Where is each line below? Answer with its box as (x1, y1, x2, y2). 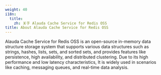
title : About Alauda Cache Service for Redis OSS (5, 25, 109, 30)
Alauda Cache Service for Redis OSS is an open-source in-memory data (5, 38, 151, 44)
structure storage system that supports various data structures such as (5, 44, 149, 50)
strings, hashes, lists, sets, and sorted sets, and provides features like (5, 49, 146, 55)
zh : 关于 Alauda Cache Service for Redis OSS (14, 20, 107, 26)
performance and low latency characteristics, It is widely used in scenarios (5, 59, 157, 65)
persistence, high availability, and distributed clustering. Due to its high (5, 54, 149, 60)
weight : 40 (5, 7, 27, 12)
